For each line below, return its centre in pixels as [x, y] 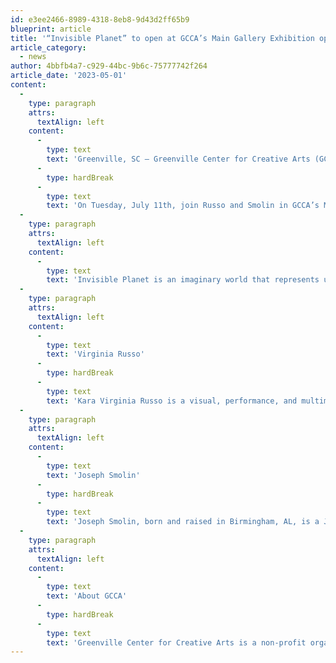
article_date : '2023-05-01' [69, 76]
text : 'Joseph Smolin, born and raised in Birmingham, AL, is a [183, 522]
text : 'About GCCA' [87, 596]
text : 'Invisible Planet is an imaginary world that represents [183, 280]
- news [33, 57]
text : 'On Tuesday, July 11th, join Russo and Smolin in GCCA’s [183, 206]
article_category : [48, 47]
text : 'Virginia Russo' [95, 354]
